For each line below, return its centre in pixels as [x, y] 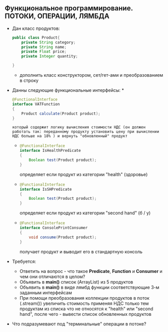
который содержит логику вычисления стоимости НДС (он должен [79, 127]
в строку [29, 81]
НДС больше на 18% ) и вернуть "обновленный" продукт [70, 136]
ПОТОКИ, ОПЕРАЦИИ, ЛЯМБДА [57, 16]
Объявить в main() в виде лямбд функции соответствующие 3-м [89, 287]
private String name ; [44, 47]
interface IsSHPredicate [46, 189]
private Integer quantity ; [50, 57]
